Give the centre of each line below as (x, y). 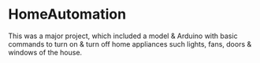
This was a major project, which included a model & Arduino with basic (123, 36)
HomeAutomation (67, 14)
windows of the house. (45, 52)
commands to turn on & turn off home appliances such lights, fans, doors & (130, 44)
